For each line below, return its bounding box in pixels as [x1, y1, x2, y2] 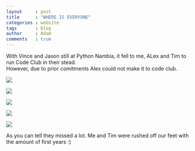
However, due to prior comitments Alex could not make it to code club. [6, 65, 178, 72]
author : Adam [6, 31, 51, 37]
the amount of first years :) [6, 139, 71, 145]
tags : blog [6, 25, 51, 31]
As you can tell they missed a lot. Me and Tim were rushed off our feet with [6, 132, 189, 139]
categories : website [6, 20, 60, 25]
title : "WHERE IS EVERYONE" [6, 14, 92, 20]
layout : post [6, 8, 51, 15]
